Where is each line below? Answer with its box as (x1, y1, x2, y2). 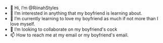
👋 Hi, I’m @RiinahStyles (10, 5, 59, 11)
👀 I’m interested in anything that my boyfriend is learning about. (10, 10, 142, 16)
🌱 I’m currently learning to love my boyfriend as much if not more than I (10, 16, 158, 21)
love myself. (10, 21, 35, 27)
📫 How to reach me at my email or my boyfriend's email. (10, 32, 129, 38)
